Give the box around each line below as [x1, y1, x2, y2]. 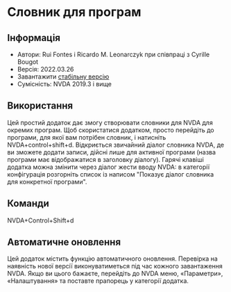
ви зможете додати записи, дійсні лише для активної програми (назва [7, 147, 216, 156]
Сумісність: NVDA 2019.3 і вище [17, 80, 112, 88]
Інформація [7, 32, 61, 44]
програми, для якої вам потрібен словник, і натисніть [7, 133, 166, 141]
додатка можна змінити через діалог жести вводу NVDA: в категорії [7, 163, 210, 171]
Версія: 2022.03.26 [17, 65, 74, 73]
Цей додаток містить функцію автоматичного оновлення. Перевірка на [7, 254, 219, 263]
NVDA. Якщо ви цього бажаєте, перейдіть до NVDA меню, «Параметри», [7, 269, 223, 278]
